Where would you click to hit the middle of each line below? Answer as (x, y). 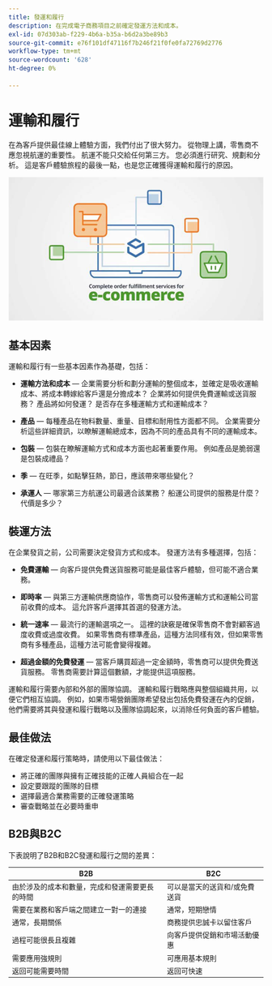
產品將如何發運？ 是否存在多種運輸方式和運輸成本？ (122, 404)
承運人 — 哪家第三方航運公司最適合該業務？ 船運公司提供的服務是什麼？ (140, 493)
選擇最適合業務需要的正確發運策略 (77, 795)
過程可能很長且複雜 (44, 940)
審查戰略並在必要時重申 (59, 806)
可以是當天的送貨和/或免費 (211, 886)
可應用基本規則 (192, 958)
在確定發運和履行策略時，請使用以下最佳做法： (86, 758)
